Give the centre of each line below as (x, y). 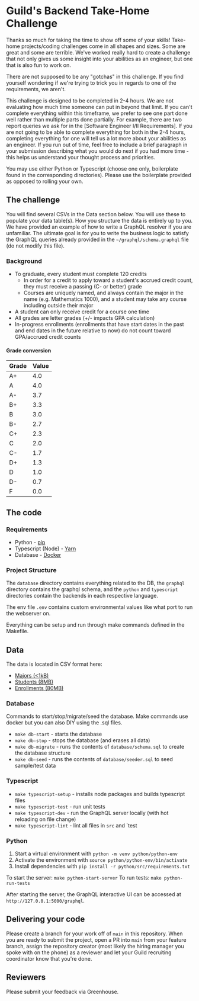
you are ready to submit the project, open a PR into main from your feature (96, 939)
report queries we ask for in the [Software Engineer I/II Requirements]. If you (99, 126)
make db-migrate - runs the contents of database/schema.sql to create (99, 747)
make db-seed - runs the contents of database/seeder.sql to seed (94, 759)
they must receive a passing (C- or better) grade (83, 287)
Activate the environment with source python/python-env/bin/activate (101, 859)
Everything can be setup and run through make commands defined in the (95, 625)
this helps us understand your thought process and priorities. (81, 157)
